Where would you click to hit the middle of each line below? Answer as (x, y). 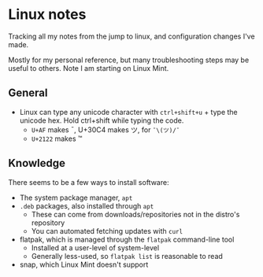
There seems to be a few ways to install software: (89, 182)
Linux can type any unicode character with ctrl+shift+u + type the (128, 112)
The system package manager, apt (76, 198)
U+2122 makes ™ (57, 138)
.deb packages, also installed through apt (87, 205)
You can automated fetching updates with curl (107, 231)
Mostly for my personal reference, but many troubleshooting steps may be (129, 60)
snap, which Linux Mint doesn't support (84, 264)
